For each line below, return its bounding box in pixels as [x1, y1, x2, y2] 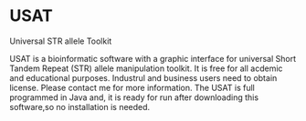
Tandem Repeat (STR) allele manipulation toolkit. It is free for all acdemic [9, 63, 283, 74]
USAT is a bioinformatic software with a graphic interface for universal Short [9, 53, 297, 64]
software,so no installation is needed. [9, 101, 151, 112]
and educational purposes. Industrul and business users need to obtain [9, 72, 278, 83]
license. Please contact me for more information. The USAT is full [9, 82, 256, 93]
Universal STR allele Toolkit [9, 35, 112, 46]
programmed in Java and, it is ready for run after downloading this [9, 92, 259, 103]
